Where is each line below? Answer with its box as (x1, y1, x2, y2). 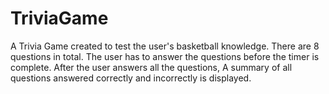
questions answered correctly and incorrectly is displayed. (10, 72, 252, 84)
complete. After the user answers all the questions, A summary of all (10, 61, 293, 73)
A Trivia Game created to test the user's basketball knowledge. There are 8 (10, 40, 320, 52)
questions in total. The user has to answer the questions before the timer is (10, 50, 320, 62)
